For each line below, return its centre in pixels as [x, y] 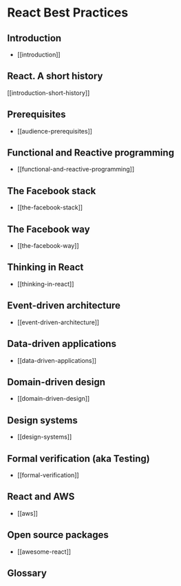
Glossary [27, 573]
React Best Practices [68, 13]
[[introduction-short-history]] [49, 93]
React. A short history [55, 76]
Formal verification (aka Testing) [78, 458]
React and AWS [41, 497]
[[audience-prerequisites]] [55, 131]
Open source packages [58, 535]
